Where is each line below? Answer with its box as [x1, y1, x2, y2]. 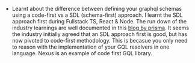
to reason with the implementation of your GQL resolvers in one [11, 43, 170, 50]
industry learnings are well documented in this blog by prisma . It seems [11, 24, 190, 31]
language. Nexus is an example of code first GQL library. [11, 50, 152, 56]
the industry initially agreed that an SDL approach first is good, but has [11, 31, 188, 38]
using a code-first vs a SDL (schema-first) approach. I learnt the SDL [11, 11, 184, 19]
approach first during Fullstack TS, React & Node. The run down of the [11, 18, 187, 25]
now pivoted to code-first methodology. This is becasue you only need [11, 37, 188, 44]
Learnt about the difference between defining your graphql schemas [11, 5, 182, 12]
